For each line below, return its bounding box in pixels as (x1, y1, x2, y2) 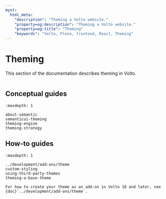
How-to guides (5, 139, 54, 148)
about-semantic (5, 112, 38, 117)
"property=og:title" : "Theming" (14, 27, 83, 32)
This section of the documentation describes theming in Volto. (5, 70, 136, 76)
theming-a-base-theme (5, 175, 52, 181)
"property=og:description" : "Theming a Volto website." (14, 21, 136, 27)
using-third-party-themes (5, 171, 60, 176)
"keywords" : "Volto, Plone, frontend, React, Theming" (14, 31, 134, 36)
